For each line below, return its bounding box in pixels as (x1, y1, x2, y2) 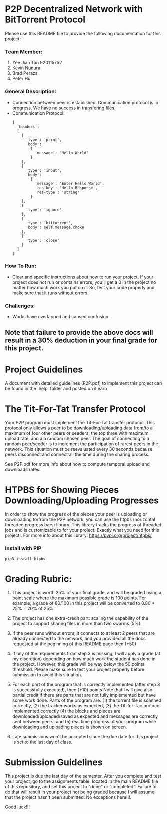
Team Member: (5, 48, 43, 55)
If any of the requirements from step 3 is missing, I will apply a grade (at (12, 651, 161, 657)
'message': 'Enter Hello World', (34, 181, 105, 186)
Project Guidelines (5, 364, 83, 375)
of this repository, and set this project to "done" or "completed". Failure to (5, 784, 157, 790)
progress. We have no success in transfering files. (12, 105, 116, 111)
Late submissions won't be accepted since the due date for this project (12, 734, 159, 740)
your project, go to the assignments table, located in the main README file (5, 778, 158, 784)
